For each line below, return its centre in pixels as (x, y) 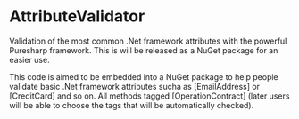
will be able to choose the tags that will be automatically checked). (132, 105)
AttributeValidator (77, 16)
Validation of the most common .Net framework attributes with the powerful (148, 41)
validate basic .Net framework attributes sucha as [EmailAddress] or (135, 86)
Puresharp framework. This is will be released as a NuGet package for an (144, 50)
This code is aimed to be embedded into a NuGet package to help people (144, 76)
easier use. (30, 59)
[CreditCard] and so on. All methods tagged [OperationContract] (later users (149, 96)
